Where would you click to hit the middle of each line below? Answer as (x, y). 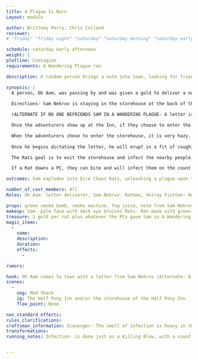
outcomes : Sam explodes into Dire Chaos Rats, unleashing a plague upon (97, 179)
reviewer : (18, 33)
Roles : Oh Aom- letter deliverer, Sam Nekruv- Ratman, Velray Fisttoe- (96, 195)
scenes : (16, 282)
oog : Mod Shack (35, 293)
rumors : (16, 266)
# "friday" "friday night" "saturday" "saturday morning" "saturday (92, 39)
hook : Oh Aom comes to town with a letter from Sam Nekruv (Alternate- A (99, 276)
